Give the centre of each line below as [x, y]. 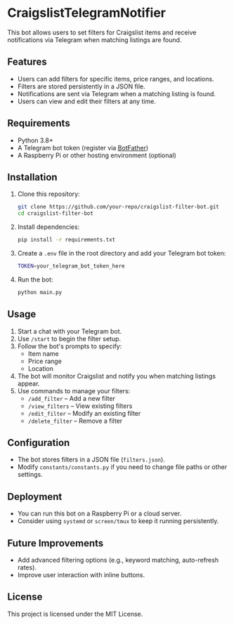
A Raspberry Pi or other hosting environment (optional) [97, 155]
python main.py [40, 292]
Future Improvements [56, 543]
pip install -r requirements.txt [66, 240]
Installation [32, 177]
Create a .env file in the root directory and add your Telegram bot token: [122, 253]
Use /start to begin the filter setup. [69, 338]
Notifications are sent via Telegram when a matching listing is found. [117, 93]
